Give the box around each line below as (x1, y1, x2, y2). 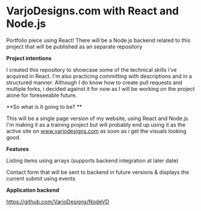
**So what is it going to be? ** (6, 103, 82, 110)
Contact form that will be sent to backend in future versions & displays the (6, 169, 190, 176)
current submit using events (6, 175, 76, 182)
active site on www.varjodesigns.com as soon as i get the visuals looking (6, 127, 187, 134)
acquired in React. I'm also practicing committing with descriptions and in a (6, 72, 192, 79)
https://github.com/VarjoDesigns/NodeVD (6, 198, 110, 205)
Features (6, 145, 29, 152)
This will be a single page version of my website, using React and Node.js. (6, 115, 190, 122)
